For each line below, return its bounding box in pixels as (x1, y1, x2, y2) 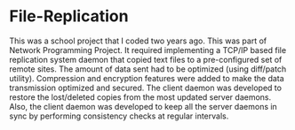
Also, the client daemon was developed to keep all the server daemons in (9, 101, 277, 111)
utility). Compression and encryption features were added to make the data (9, 73, 284, 83)
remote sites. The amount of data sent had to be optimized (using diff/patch (9, 64, 287, 74)
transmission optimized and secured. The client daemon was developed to (9, 82, 283, 93)
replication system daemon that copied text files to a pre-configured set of (9, 54, 283, 65)
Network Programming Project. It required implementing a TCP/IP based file (9, 44, 287, 55)
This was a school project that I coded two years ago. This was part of (9, 35, 267, 46)
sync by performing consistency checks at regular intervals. (9, 111, 229, 121)
